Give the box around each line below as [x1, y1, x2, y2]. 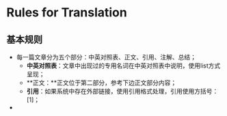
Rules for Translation [6, 5, 127, 20]
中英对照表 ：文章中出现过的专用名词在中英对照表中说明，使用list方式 [26, 61, 221, 70]
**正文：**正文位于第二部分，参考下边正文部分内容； [26, 78, 177, 87]
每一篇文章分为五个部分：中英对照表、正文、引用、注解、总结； [16, 53, 196, 61]
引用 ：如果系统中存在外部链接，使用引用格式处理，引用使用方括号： [26, 87, 219, 95]
